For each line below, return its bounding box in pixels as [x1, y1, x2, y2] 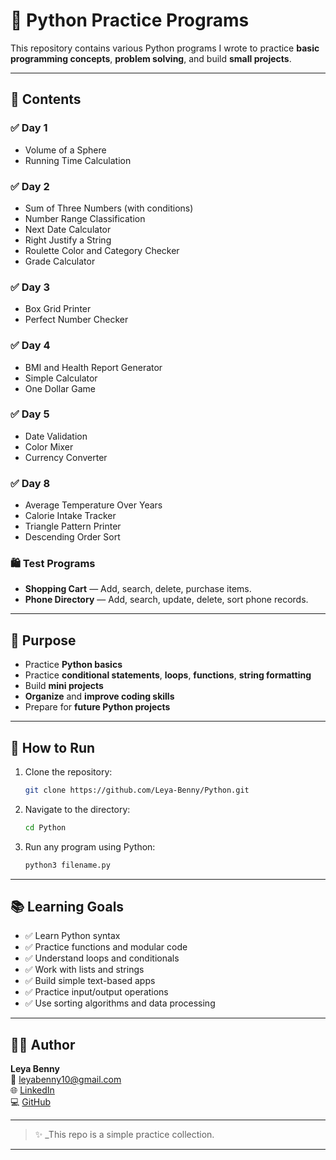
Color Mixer [24, 440, 74, 453]
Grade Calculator [24, 255, 96, 267]
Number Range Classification [24, 212, 146, 224]
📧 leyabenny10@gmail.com [10, 1074, 122, 1086]
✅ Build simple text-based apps [24, 975, 156, 987]
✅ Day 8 [10, 476, 51, 490]
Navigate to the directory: [24, 803, 131, 815]
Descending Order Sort [24, 531, 121, 543]
